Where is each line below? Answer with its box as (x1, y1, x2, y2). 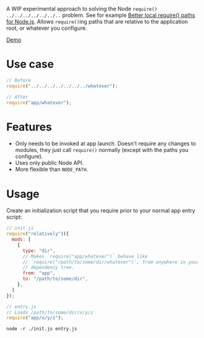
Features (6, 120, 52, 134)
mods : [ (12, 236, 32, 243)
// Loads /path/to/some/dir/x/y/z (6, 309, 94, 316)
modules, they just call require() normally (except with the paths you (15, 147, 189, 154)
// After (6, 94, 29, 100)
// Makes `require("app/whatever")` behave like (22, 253, 148, 259)
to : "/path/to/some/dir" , (22, 276, 88, 282)
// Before (6, 77, 32, 84)
